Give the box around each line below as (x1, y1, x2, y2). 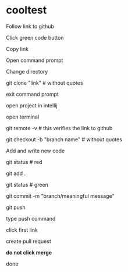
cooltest (6, 4, 47, 17)
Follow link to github (6, 23, 54, 30)
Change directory (6, 68, 48, 75)
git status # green (6, 181, 48, 188)
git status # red (6, 158, 42, 165)
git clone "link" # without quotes (6, 79, 83, 86)
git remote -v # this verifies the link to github (6, 124, 113, 131)
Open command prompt (6, 57, 63, 64)
